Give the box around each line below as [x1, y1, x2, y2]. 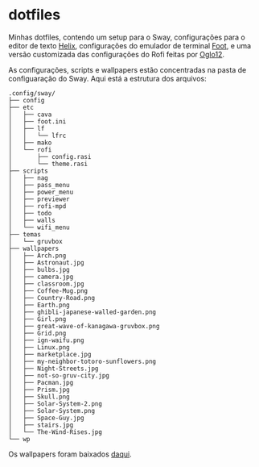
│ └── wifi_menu [8, 223, 70, 231]
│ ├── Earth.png [8, 301, 70, 309]
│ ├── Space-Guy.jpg [8, 414, 84, 422]
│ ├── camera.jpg [8, 273, 74, 281]
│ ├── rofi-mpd [8, 202, 67, 211]
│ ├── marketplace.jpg [8, 350, 92, 358]
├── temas [8, 230, 42, 239]
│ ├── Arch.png [8, 252, 67, 260]
